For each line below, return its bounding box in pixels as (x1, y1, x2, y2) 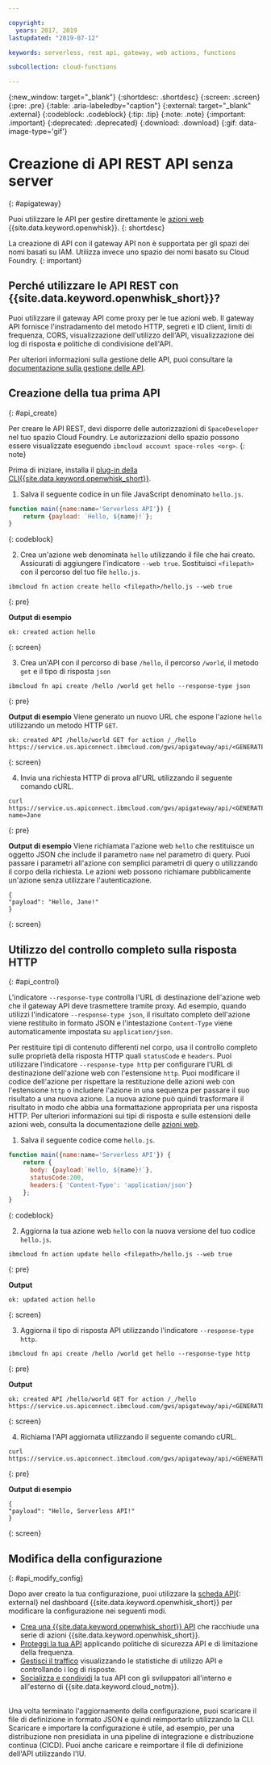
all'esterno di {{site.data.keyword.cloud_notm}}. (19, 1682, 180, 1692)
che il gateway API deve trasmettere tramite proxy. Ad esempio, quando (8, 1001, 248, 1011)
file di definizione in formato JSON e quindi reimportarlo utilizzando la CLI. (8, 1715, 256, 1725)
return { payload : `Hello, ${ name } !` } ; (23, 512, 153, 521)
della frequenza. (19, 1648, 75, 1658)
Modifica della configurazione (8, 1552, 163, 1566)
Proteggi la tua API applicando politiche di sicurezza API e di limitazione (19, 1639, 258, 1649)
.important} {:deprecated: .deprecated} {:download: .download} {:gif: (8, 118, 238, 128)
